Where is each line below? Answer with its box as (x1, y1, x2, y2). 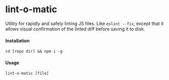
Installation (5, 37, 30, 44)
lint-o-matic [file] (5, 71, 50, 76)
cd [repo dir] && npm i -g (5, 49, 63, 54)
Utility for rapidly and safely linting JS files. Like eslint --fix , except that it (5, 20, 164, 26)
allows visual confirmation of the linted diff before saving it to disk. (5, 25, 146, 32)
